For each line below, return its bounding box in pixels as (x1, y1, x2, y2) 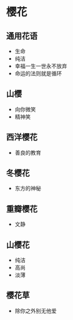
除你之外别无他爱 (14, 307, 57, 314)
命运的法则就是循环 (14, 70, 62, 77)
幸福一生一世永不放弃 (14, 63, 67, 69)
